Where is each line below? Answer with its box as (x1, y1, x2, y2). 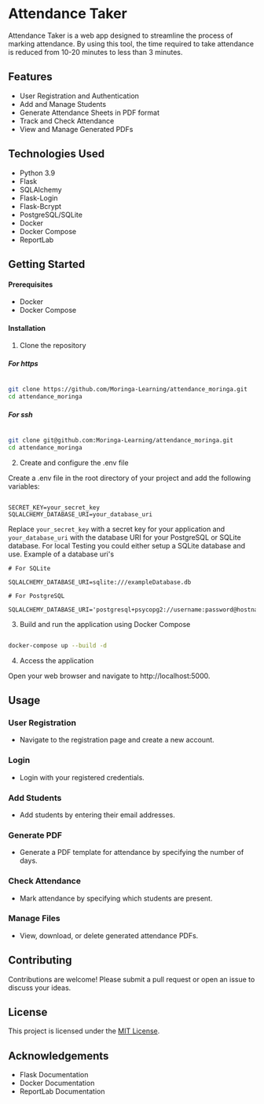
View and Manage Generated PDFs (19, 124, 134, 134)
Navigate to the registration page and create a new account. (19, 735, 214, 745)
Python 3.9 (19, 168, 56, 178)
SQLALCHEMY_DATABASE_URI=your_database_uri (8, 510, 153, 519)
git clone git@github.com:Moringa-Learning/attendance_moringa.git (8, 437, 234, 445)
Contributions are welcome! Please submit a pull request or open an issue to (8, 974, 255, 984)
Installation (8, 323, 46, 332)
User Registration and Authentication (19, 91, 140, 101)
